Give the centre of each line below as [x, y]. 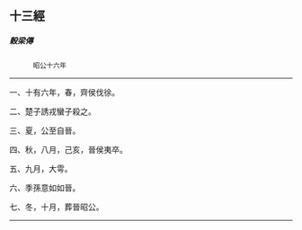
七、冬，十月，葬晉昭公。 [57, 207]
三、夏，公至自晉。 [45, 131]
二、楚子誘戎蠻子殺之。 [53, 111]
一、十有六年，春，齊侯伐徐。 [64, 93]
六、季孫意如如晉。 [45, 188]
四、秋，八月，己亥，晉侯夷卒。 [68, 150]
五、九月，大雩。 [41, 169]
